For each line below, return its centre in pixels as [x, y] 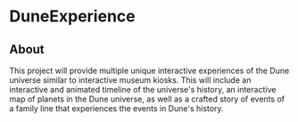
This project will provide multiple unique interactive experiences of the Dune [149, 70]
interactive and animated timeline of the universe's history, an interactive [143, 89]
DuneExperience [72, 16]
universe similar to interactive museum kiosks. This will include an [130, 80]
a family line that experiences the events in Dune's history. [116, 108]
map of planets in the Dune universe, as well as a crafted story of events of [147, 99]
